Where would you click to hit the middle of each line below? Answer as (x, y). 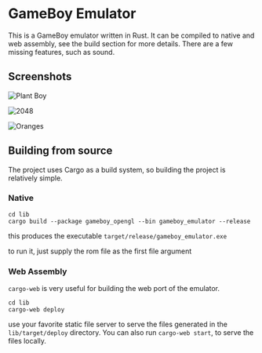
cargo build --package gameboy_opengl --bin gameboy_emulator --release (129, 221)
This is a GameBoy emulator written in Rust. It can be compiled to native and (131, 35)
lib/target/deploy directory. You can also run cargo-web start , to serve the (131, 333)
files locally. (27, 341)
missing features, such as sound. (62, 52)
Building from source (60, 151)
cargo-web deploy (36, 310)
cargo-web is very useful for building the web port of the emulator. (114, 289)
